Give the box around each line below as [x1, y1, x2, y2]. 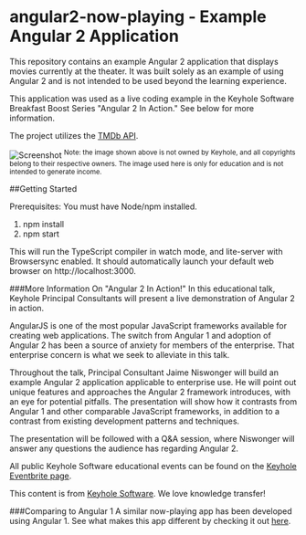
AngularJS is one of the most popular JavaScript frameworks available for [9, 320, 288, 330]
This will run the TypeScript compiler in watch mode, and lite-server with [9, 246, 283, 257]
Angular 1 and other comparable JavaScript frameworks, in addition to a [9, 405, 280, 416]
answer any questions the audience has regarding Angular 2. [9, 443, 239, 454]
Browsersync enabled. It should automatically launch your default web [9, 256, 274, 267]
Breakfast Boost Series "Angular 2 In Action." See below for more [9, 102, 254, 113]
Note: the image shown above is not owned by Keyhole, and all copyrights [63, 148, 296, 157]
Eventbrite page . [9, 470, 72, 481]
